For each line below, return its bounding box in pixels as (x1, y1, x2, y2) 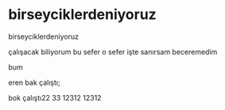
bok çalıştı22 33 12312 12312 (8, 93, 102, 102)
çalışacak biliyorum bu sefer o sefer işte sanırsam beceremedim (8, 47, 218, 56)
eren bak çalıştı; (8, 78, 61, 87)
